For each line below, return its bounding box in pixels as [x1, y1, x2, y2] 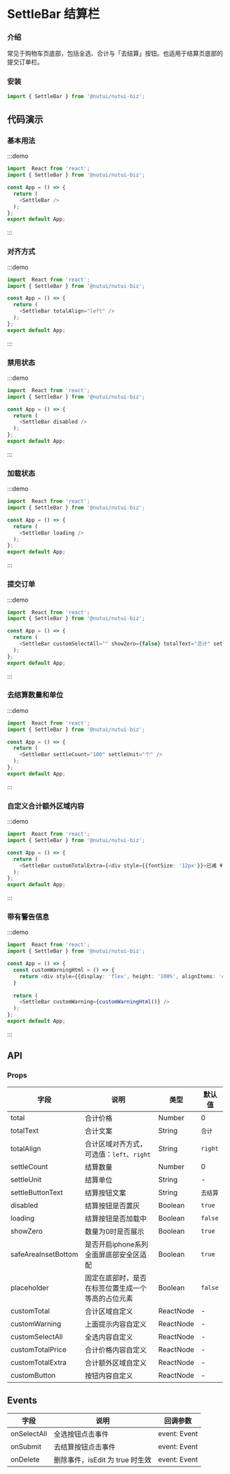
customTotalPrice [10, 1344, 67, 1354]
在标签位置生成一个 [84, 1283, 147, 1293]
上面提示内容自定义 [84, 1319, 147, 1329]
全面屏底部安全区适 [84, 1249, 147, 1259]
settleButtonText [10, 1188, 63, 1197]
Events [7, 1395, 38, 1406]
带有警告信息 [7, 912, 50, 922]
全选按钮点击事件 [53, 1429, 110, 1439]
